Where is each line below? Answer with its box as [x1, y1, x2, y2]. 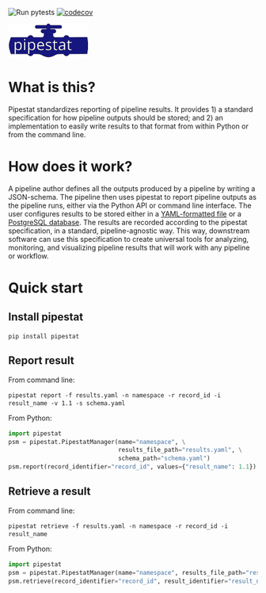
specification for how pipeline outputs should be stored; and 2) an [8, 113, 223, 122]
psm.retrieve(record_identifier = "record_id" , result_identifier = [8, 577, 228, 585]
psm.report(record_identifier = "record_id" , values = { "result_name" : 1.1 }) [8, 463, 257, 471]
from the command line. [8, 129, 86, 139]
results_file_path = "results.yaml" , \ [117, 446, 243, 454]
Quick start [8, 279, 83, 297]
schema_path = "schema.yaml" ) [117, 454, 211, 463]
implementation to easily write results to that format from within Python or [8, 121, 249, 131]
